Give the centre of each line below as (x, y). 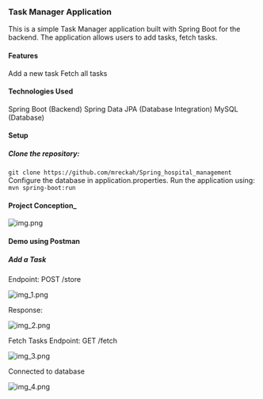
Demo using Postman (44, 241)
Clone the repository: (44, 154)
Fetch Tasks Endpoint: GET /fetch (63, 341)
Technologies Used (41, 91)
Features (23, 55)
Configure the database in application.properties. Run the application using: (131, 180)
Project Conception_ (42, 205)
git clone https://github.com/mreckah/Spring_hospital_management (120, 173)
